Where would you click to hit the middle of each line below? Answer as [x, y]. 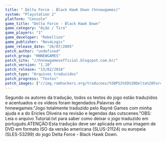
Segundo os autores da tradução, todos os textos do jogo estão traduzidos [81, 97]
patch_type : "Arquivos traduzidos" [42, 74]
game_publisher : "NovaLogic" [35, 42]
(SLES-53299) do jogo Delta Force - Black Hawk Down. [62, 134]
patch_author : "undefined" [33, 51]
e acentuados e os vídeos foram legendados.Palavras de [63, 102]
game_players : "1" [24, 33]
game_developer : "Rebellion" [35, 38]
